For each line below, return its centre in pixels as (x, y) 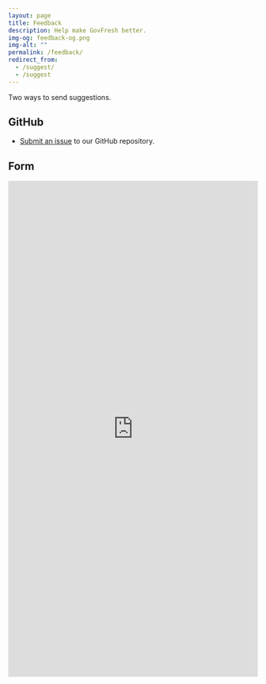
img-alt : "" (28, 45)
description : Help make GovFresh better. (78, 30)
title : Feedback (35, 23)
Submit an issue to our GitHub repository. (87, 141)
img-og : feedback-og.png (49, 38)
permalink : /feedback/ (46, 52)
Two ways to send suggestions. (60, 97)
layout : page (30, 15)
